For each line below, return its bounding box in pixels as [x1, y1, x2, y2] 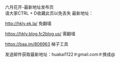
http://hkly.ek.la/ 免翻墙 [5, 21, 52, 26]
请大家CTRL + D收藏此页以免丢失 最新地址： [5, 10, 93, 16]
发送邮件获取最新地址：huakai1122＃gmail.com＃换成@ [5, 51, 115, 57]
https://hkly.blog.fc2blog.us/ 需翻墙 [5, 31, 76, 36]
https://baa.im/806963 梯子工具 [5, 41, 69, 47]
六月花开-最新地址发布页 [5, 4, 54, 10]
